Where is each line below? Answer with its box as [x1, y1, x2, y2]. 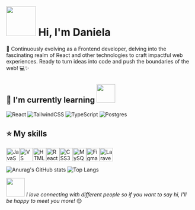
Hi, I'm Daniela [38, 26, 111, 39]
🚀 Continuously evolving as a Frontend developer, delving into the [6, 45, 167, 52]
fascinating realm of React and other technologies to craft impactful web [6, 51, 183, 59]
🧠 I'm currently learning [6, 95, 95, 105]
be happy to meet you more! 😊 [6, 197, 82, 204]
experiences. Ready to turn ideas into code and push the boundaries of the [6, 58, 190, 65]
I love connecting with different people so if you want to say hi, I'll [25, 190, 187, 198]
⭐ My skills [6, 129, 47, 139]
